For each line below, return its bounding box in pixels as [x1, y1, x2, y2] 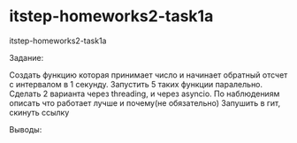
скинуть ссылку [9, 107, 70, 117]
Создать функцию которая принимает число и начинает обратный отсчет [9, 69, 288, 80]
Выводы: [9, 124, 42, 134]
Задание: [9, 52, 44, 63]
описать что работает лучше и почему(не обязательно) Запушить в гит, [9, 97, 281, 108]
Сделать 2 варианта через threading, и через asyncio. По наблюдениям [9, 88, 280, 99]
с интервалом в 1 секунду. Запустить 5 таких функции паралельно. [9, 79, 263, 89]
